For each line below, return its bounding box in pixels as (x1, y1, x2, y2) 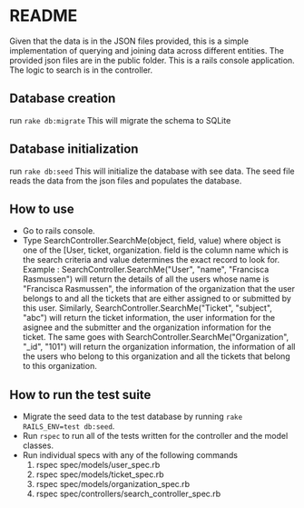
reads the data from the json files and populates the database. (9, 174, 242, 186)
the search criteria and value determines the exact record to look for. (22, 254, 280, 265)
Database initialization (9, 142, 139, 157)
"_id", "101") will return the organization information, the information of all (22, 342, 296, 353)
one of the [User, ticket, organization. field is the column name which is (22, 244, 289, 255)
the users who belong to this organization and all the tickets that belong (22, 351, 290, 362)
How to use (9, 201, 74, 216)
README (9, 5, 78, 26)
